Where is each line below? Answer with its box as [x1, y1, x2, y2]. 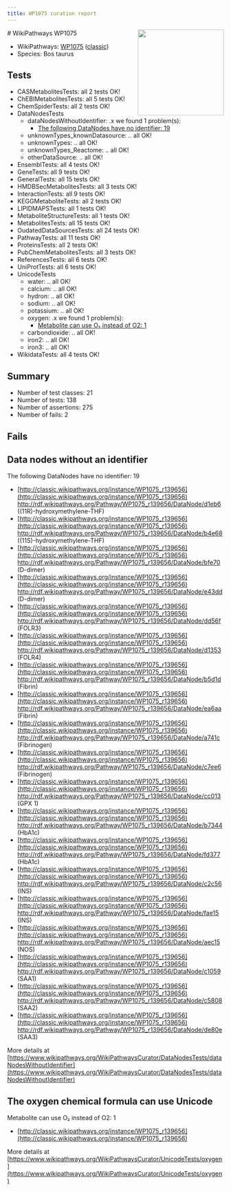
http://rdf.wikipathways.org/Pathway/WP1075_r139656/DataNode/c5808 [16, 997, 223, 1005]
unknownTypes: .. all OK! [27, 139, 98, 147]
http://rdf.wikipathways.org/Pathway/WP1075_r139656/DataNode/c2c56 [16, 880, 222, 888]
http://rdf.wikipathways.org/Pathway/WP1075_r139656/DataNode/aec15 [16, 938, 221, 946]
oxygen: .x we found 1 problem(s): [27, 314, 124, 322]
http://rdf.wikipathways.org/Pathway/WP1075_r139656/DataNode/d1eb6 [16, 500, 221, 509]
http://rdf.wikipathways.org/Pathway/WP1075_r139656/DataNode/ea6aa [16, 704, 222, 713]
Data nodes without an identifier [7, 454, 148, 466]
